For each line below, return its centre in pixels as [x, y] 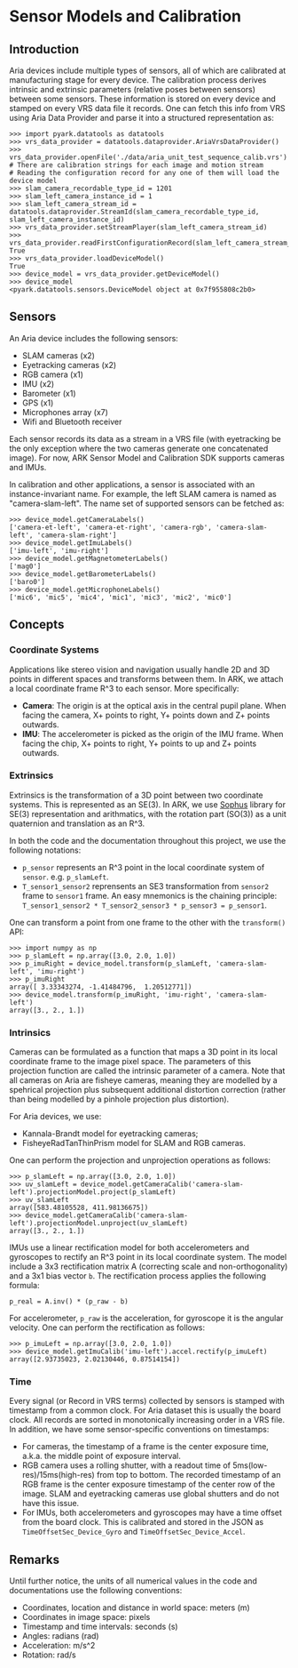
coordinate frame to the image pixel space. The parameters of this [130, 1062]
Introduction [44, 49]
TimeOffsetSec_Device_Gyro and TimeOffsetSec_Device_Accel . [133, 1532]
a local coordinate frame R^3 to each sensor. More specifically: [124, 688]
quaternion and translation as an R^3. [77, 823]
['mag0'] [25, 566]
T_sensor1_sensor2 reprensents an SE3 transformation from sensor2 [145, 886]
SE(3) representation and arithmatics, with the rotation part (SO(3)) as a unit [148, 814]
